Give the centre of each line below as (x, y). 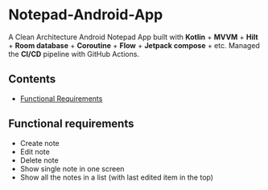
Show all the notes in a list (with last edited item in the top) (117, 177)
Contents (32, 79)
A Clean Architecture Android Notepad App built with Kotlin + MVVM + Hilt (134, 37)
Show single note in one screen (72, 168)
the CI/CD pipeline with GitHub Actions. (74, 54)
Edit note (35, 152)
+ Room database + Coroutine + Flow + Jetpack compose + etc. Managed (134, 45)
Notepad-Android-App (86, 15)
